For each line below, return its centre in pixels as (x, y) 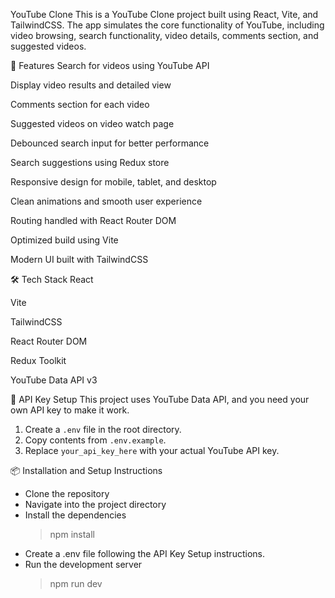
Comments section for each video (80, 104)
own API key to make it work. (70, 410)
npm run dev (76, 583)
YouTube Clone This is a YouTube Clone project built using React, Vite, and (164, 14)
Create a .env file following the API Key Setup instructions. (144, 553)
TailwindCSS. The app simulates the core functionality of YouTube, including (167, 25)
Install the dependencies (75, 515)
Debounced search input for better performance (110, 143)
